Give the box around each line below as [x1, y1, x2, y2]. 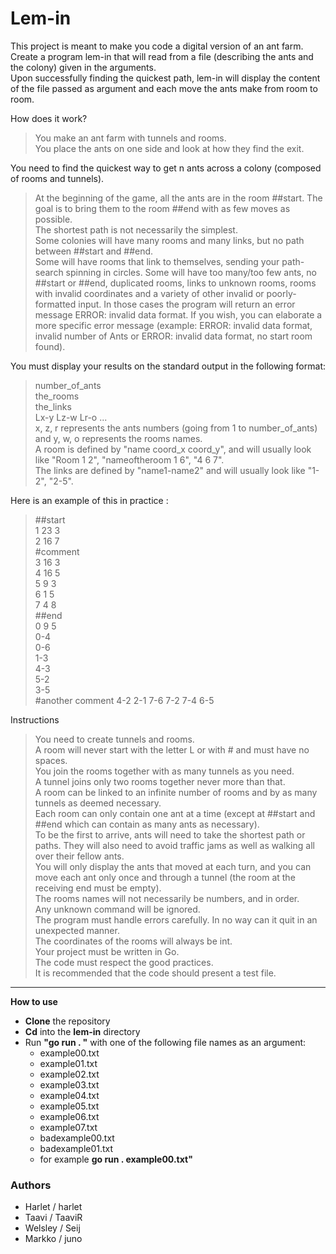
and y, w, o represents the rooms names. [34, 432, 203, 444]
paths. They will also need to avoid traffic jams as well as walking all [34, 839, 315, 851]
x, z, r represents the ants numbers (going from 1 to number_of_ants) [34, 422, 318, 434]
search [34, 266, 64, 278]
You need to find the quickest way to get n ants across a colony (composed [10, 162, 322, 174]
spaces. [34, 754, 68, 766]
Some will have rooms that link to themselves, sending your [34, 255, 280, 267]
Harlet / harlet [24, 1201, 83, 1213]
